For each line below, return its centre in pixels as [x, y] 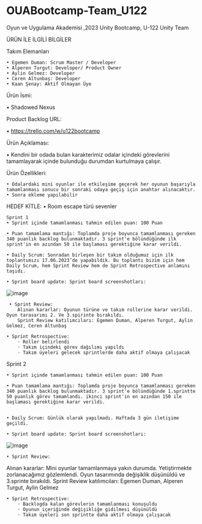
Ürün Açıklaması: [28, 143]
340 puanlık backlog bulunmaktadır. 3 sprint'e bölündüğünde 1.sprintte [101, 391]
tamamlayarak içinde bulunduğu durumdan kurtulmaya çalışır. [84, 161]
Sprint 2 [16, 364]
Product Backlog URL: [34, 119]
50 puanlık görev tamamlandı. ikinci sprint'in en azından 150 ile [94, 396]
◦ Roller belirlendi [43, 342]
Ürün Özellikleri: [27, 173]
